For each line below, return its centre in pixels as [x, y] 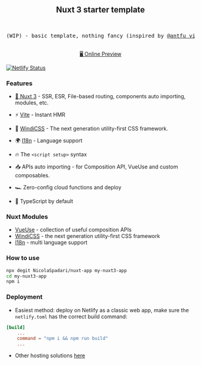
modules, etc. [32, 103]
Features [19, 83]
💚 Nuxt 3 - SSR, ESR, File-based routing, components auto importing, [100, 96]
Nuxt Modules [27, 217]
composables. [32, 176]
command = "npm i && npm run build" [63, 339]
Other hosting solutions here [50, 355]
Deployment [25, 297]
